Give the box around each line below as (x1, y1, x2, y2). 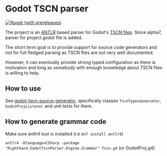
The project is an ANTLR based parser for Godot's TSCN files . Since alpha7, (5, 29, 162, 35)
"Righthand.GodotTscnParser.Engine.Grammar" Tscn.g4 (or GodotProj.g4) (5, 144, 155, 150)
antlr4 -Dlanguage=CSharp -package (5, 140, 80, 145)
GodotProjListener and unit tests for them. (5, 103, 93, 109)
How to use (5, 84, 41, 93)
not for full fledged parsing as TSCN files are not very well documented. (5, 49, 154, 55)
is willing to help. (5, 69, 40, 75)
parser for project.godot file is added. (5, 34, 83, 40)
